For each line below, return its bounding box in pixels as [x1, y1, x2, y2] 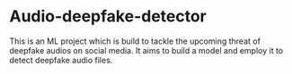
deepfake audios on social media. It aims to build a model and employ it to [9, 45, 284, 55]
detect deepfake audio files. [9, 54, 113, 65]
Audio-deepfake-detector [9, 6, 207, 27]
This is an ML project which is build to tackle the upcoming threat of [9, 36, 261, 46]
